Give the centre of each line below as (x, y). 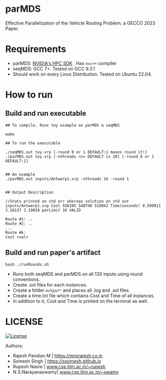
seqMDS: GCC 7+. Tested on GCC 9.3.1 (54, 68)
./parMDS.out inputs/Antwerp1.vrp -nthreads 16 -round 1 (67, 179)
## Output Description (29, 192)
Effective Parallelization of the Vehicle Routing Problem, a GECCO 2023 (80, 23)
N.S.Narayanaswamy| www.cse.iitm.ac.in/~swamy (66, 372)
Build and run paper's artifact (53, 253)
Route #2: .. (19, 223)
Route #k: (16, 232)
